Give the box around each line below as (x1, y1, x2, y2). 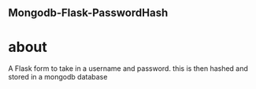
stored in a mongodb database (8, 72, 108, 82)
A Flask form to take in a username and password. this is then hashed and (8, 64, 248, 73)
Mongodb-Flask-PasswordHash (8, 6, 169, 20)
